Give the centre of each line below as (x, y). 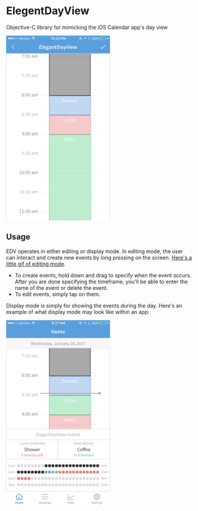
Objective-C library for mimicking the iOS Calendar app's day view (87, 27)
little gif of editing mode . (36, 264)
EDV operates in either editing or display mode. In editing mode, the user (95, 251)
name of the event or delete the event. (61, 287)
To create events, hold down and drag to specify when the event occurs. (103, 275)
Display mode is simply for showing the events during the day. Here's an (94, 305)
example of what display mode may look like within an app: (78, 312)
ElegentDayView (48, 11)
